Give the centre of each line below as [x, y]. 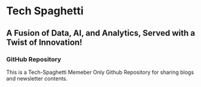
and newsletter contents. [37, 78]
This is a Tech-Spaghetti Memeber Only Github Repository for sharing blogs [100, 72]
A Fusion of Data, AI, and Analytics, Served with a [101, 33]
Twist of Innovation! [44, 42]
